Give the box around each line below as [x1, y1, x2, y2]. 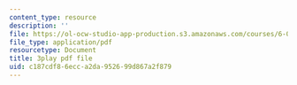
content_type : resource [9, 12, 97, 22]
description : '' [9, 21, 69, 30]
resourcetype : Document [9, 46, 97, 55]
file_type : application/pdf [9, 37, 113, 47]
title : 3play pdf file [9, 54, 93, 63]
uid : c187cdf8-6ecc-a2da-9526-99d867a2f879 [9, 63, 172, 72]
